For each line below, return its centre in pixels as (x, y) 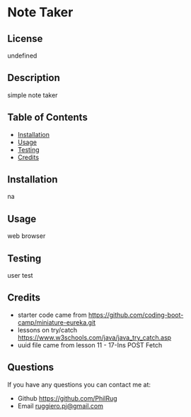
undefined (22, 55)
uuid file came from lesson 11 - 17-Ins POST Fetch (90, 345)
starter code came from (52, 315)
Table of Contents (48, 118)
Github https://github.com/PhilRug (68, 398)
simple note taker (33, 95)
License (25, 39)
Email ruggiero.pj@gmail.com (60, 406)
